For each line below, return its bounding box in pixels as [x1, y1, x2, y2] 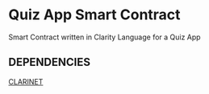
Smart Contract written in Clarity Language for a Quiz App [8, 32, 201, 42]
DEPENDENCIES [8, 55, 91, 69]
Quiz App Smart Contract [8, 6, 181, 24]
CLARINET [8, 76, 44, 86]
